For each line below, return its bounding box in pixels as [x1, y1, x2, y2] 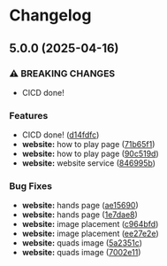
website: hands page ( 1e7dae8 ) [21, 209, 139, 220]
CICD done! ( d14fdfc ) [21, 129, 100, 140]
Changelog [9, 5, 92, 26]
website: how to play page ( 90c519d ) [21, 148, 159, 160]
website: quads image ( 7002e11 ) [21, 247, 141, 258]
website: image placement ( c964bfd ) [21, 219, 159, 230]
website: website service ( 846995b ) [21, 158, 156, 168]
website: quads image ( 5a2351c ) [21, 238, 143, 248]
